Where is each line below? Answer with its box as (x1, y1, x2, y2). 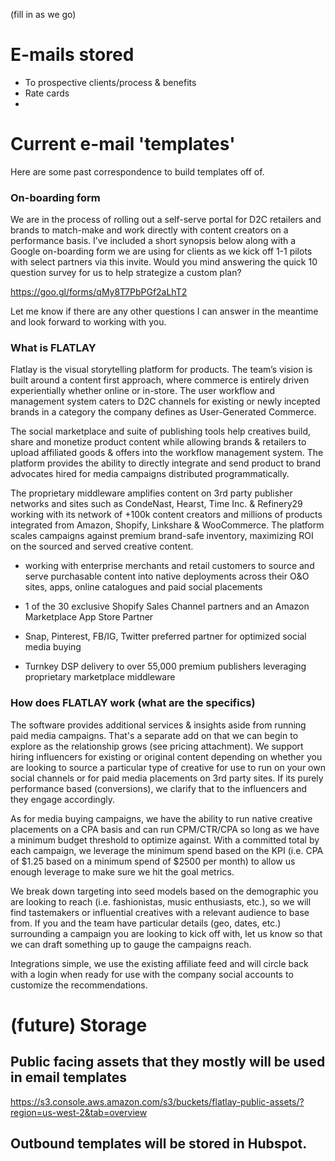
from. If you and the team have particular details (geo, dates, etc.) (10, 917, 282, 929)
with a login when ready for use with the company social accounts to (10, 968, 294, 980)
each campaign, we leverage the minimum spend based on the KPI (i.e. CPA (10, 844, 324, 856)
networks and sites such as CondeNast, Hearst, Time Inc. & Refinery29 (10, 498, 303, 510)
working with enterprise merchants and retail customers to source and (24, 560, 315, 572)
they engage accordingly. (10, 793, 115, 805)
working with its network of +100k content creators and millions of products (10, 509, 323, 521)
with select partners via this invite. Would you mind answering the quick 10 (10, 256, 318, 268)
